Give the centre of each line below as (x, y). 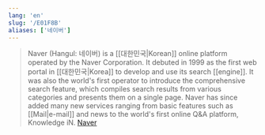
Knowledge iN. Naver (62, 122)
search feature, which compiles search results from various (124, 89)
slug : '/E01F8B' (35, 23)
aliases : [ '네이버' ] (40, 30)
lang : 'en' (26, 15)
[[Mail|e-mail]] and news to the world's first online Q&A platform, (133, 114)
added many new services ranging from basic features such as (130, 106)
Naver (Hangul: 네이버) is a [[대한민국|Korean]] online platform (127, 54)
